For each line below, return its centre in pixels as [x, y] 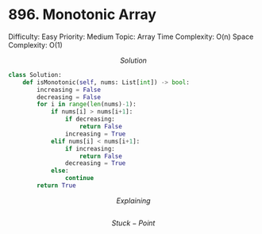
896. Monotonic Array [83, 15]
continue [79, 178]
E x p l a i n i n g [133, 201]
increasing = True [95, 134]
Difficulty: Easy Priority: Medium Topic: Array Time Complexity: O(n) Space [131, 36]
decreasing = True [95, 163]
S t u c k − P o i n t [133, 223]
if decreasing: [90, 119]
